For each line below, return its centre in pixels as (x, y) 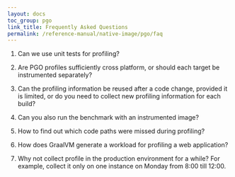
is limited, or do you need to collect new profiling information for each (119, 96)
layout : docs (27, 14)
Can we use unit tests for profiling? (69, 54)
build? (27, 104)
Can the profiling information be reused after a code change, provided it (122, 88)
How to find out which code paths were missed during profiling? (111, 131)
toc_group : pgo (30, 21)
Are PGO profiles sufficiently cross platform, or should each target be (119, 67)
